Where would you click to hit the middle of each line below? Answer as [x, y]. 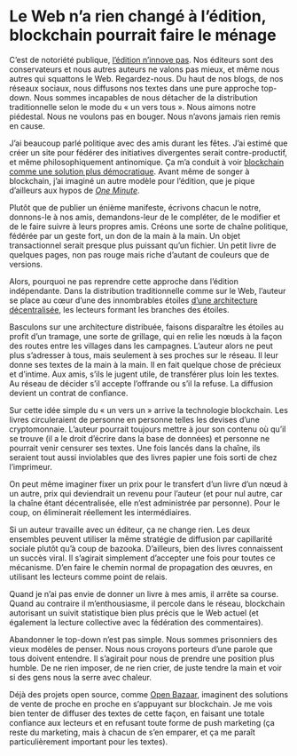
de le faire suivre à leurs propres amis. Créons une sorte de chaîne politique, [149, 226]
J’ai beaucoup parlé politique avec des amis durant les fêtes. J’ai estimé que [148, 143]
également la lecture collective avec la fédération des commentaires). [137, 622]
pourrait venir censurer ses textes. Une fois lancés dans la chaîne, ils [135, 448]
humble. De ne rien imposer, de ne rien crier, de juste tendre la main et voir [145, 667]
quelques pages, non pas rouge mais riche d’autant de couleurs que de [139, 254]
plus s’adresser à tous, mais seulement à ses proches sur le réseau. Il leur [144, 355]
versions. [26, 264]
